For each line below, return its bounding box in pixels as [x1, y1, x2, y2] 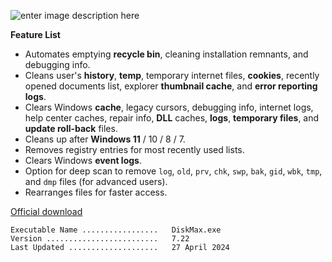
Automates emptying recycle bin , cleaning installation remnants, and [24, 48, 309, 60]
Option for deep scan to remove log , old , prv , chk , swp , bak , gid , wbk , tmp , [24, 165, 323, 177]
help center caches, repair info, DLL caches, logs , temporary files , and [24, 112, 320, 124]
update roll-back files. [24, 123, 118, 134]
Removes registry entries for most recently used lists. [24, 144, 245, 155]
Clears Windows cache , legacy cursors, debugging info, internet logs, [24, 101, 314, 113]
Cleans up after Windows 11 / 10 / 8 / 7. [24, 133, 186, 145]
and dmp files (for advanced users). [24, 176, 168, 187]
